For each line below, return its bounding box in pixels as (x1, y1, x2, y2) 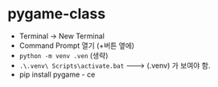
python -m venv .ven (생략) (19, 50, 109, 60)
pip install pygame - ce (19, 69, 96, 79)
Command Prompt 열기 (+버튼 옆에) (19, 41, 134, 50)
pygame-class (7, 5, 106, 23)
